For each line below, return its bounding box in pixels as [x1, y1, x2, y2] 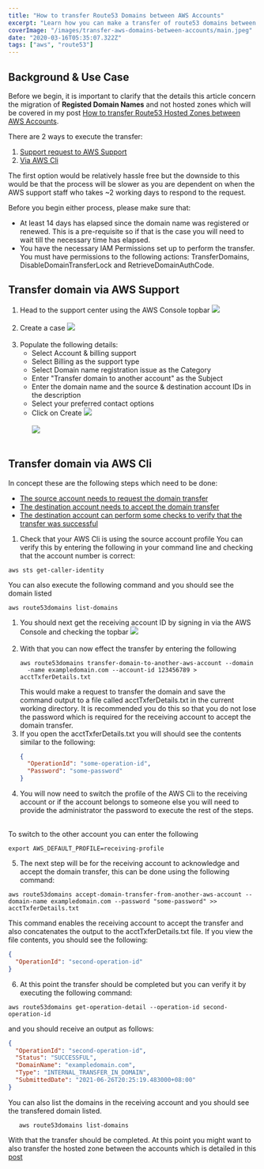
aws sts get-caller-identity [8, 566, 104, 574]
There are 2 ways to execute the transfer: [8, 131, 143, 141]
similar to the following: [19, 737, 96, 747]
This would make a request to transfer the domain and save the [19, 687, 226, 696]
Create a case [19, 323, 66, 332]
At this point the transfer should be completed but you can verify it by [19, 979, 247, 989]
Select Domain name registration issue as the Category [31, 365, 212, 374]
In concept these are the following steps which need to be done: [8, 478, 218, 487]
